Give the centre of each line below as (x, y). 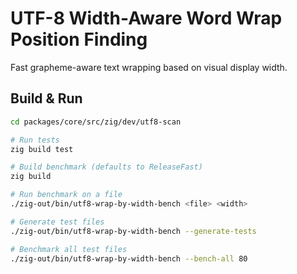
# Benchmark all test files (69, 249)
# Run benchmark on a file (66, 195)
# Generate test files (57, 222)
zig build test (42, 149)
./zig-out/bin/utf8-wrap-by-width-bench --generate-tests (133, 231)
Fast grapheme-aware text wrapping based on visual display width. (149, 67)
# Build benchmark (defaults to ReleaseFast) (106, 167)
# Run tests (35, 140)
